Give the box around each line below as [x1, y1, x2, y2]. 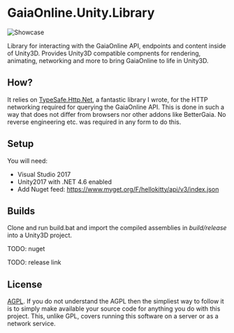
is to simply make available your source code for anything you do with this [7, 304, 221, 313]
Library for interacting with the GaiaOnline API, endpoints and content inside [7, 41, 226, 50]
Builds [7, 205, 36, 217]
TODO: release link [7, 258, 61, 267]
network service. [7, 320, 56, 328]
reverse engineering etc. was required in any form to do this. [7, 118, 182, 126]
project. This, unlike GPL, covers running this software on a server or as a [7, 312, 219, 320]
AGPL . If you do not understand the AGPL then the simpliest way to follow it [7, 297, 225, 306]
